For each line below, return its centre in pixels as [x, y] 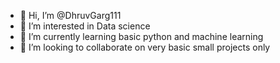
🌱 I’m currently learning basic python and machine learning [141, 36]
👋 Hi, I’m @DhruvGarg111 [70, 15]
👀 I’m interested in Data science [85, 26]
